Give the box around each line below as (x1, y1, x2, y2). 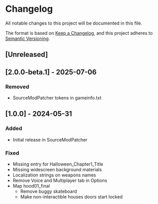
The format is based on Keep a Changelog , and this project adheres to (5, 30, 153, 36)
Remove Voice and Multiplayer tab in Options (12, 177, 108, 183)
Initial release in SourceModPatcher (12, 136, 88, 142)
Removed (5, 83, 30, 90)
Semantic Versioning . (5, 35, 50, 42)
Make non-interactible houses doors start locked (20, 194, 123, 200)
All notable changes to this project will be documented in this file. (5, 20, 143, 26)
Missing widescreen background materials (12, 167, 102, 172)
